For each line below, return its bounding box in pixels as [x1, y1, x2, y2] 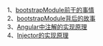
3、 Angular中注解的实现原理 [7, 23, 87, 30]
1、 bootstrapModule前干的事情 [7, 6, 95, 14]
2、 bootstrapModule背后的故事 [7, 14, 96, 22]
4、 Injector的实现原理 [7, 31, 69, 39]
